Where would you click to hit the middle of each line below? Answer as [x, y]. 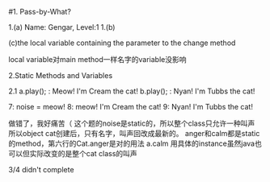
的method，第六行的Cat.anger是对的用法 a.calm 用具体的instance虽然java [132, 143]
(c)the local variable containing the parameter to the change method [122, 43]
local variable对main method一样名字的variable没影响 [97, 59]
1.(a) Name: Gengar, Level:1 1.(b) [62, 27]
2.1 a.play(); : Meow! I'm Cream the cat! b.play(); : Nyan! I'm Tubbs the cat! [132, 91]
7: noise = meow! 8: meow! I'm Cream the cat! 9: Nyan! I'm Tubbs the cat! [131, 107]
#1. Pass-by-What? [40, 12]
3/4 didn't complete [41, 170]
